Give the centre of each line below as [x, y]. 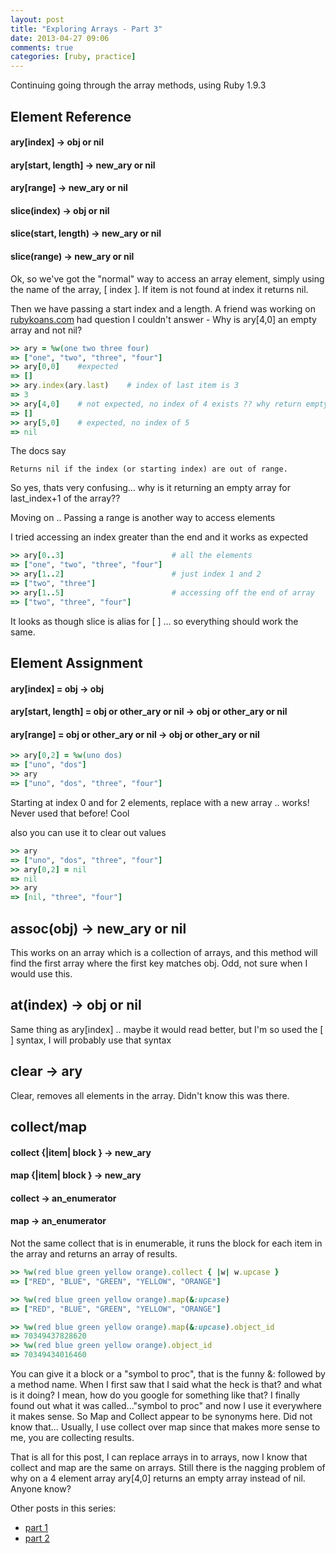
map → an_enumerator [58, 1221]
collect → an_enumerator [63, 1198]
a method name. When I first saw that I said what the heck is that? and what [166, 1385]
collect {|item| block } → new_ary [81, 1152]
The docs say [38, 451]
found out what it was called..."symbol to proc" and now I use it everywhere [166, 1406]
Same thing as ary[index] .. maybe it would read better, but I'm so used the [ [167, 1029]
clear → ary [46, 1071]
